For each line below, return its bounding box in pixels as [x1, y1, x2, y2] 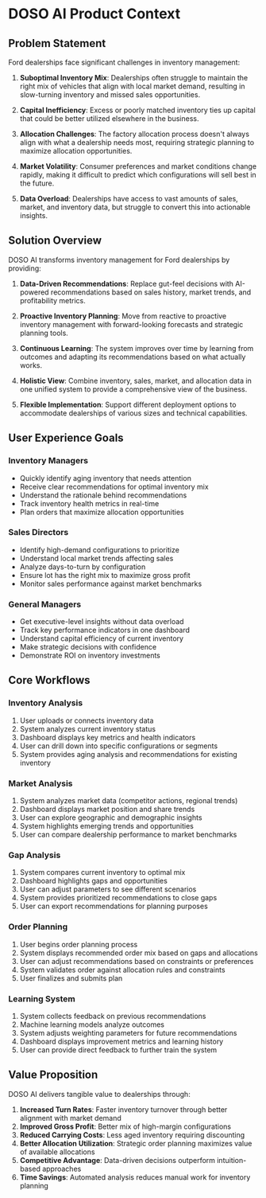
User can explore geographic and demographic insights [19, 813, 202, 822]
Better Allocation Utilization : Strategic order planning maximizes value [19, 1138, 253, 1148]
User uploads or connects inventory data [19, 716, 154, 725]
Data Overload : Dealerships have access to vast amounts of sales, [19, 194, 238, 203]
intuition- [217, 1155, 247, 1165]
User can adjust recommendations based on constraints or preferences [19, 956, 254, 966]
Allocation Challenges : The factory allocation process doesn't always [19, 129, 250, 139]
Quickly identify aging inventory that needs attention [19, 473, 192, 482]
